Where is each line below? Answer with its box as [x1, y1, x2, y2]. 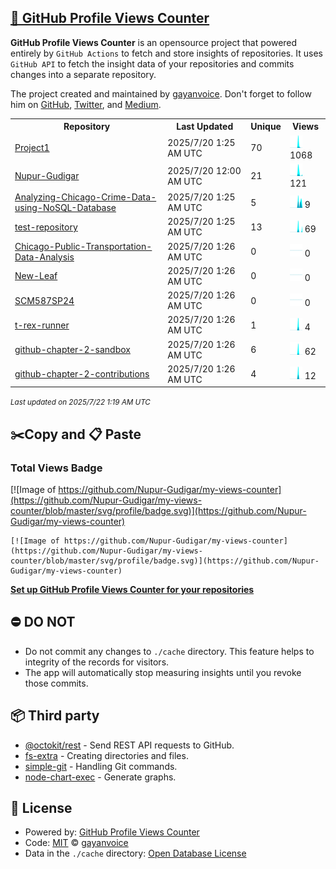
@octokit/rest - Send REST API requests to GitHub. [24, 739, 235, 751]
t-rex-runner [14, 319, 70, 331]
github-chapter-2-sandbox [14, 344, 131, 356]
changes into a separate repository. [10, 68, 157, 80]
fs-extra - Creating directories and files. [24, 749, 189, 761]
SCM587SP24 [14, 294, 75, 306]
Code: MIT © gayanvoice [24, 837, 129, 849]
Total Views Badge [10, 461, 103, 475]
